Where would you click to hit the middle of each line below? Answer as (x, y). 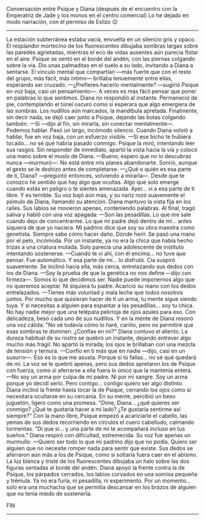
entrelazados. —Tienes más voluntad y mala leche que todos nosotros (95, 292)
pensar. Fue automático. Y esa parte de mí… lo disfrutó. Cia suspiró (91, 260)
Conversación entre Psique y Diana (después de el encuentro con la (92, 9)
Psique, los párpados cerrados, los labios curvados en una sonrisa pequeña (102, 474)
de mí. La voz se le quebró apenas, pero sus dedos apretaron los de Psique (101, 364)
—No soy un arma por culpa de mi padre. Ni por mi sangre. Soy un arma (97, 377)
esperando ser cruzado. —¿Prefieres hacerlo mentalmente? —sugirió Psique (103, 85)
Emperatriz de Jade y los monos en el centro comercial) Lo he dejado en (98, 15)
